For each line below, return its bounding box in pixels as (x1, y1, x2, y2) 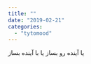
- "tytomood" (14, 29, 52, 37)
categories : (8, 23, 43, 30)
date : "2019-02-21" (8, 17, 65, 24)
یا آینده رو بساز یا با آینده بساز (8, 49, 85, 57)
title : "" (8, 10, 37, 17)
